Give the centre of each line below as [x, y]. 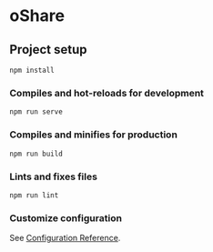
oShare [37, 16]
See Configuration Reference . [65, 238]
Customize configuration [66, 217]
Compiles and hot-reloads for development [107, 93]
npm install [32, 70]
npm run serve [36, 112]
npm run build [36, 154]
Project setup [49, 50]
